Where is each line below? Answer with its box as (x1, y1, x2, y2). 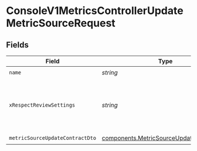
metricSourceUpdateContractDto (9, 135, 97, 141)
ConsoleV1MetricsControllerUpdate (6, 4, 184, 18)
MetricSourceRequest (6, 16, 116, 30)
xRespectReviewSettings (9, 102, 76, 108)
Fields (6, 40, 29, 50)
